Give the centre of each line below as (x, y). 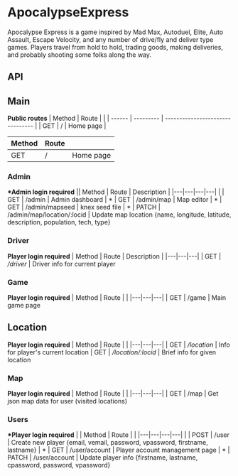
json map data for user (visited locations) (67, 401)
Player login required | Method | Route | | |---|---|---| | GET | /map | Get (113, 394)
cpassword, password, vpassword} (59, 465)
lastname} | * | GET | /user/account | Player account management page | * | (119, 450)
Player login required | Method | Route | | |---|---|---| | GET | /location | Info (119, 345)
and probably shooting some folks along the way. (79, 55)
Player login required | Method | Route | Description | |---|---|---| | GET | (114, 256)
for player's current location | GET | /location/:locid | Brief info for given (112, 352)
